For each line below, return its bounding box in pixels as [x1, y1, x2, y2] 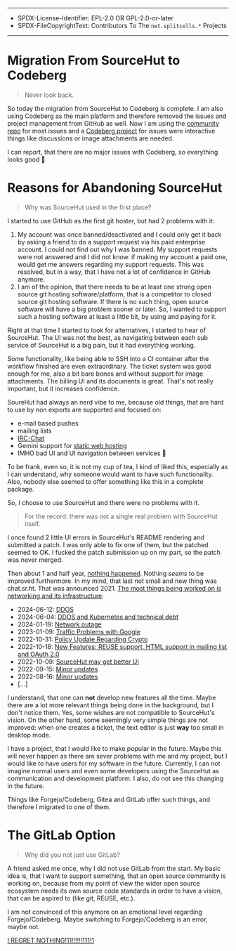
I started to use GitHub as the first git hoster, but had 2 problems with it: [7, 216, 215, 225]
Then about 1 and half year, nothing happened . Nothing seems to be [7, 569, 204, 577]
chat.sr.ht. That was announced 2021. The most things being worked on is [7, 584, 222, 592]
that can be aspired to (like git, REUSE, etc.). [7, 893, 136, 903]
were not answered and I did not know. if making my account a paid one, [17, 252, 228, 261]
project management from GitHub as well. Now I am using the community [7, 119, 220, 127]
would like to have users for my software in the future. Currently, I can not [7, 759, 221, 768]
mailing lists [17, 426, 52, 435]
